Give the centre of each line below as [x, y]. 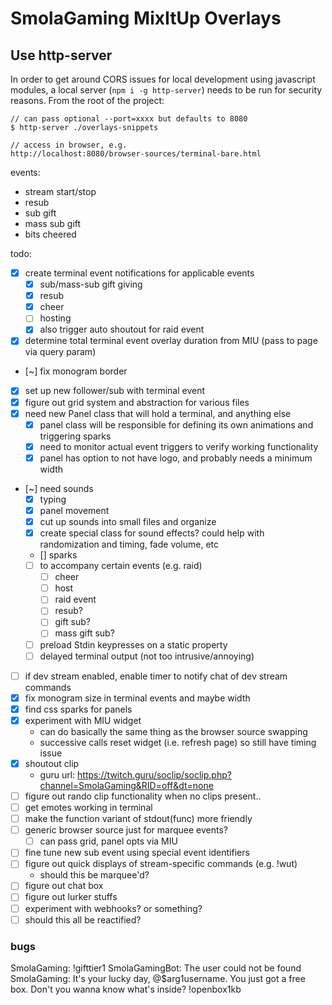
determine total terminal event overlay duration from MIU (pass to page [171, 341]
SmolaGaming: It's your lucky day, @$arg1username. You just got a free [158, 978]
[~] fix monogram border [76, 371]
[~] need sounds [59, 488]
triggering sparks [75, 436]
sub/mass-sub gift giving [91, 284]
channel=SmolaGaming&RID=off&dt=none [126, 785]
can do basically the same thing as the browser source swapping [173, 731]
